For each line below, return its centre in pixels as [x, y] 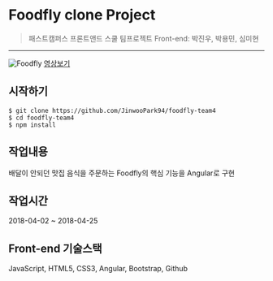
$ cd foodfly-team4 [41, 118]
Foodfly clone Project [82, 15]
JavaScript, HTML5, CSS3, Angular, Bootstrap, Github [98, 269]
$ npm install [32, 125]
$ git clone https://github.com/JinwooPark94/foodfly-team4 [113, 110]
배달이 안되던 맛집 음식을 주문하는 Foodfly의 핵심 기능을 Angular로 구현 [122, 173]
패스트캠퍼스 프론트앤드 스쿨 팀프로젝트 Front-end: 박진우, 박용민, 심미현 [143, 38]
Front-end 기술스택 [56, 248]
